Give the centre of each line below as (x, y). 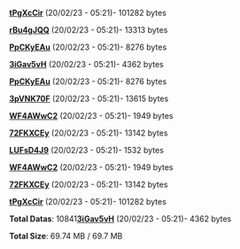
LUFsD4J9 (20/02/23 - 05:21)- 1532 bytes (86, 150)
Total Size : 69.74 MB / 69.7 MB (66, 236)
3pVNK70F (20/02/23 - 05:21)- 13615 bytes (89, 98)
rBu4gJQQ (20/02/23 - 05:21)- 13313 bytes (89, 30)
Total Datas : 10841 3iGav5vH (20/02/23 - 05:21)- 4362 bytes (120, 219)
